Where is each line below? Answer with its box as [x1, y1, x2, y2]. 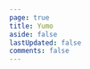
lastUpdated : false [9, 38, 82, 47]
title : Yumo [9, 22, 53, 30]
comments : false [9, 47, 70, 56]
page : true [9, 13, 50, 22]
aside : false [9, 30, 58, 39]
